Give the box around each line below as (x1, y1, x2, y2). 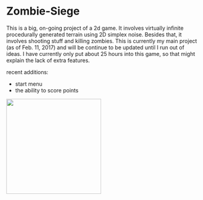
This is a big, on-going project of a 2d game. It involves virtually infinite (6, 24, 184, 32)
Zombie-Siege (6, 4, 80, 18)
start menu (15, 80, 42, 88)
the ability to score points (15, 86, 79, 94)
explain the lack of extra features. (6, 57, 90, 64)
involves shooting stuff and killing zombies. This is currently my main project (6, 37, 198, 44)
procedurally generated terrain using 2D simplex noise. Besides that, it (6, 30, 182, 38)
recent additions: (6, 68, 48, 75)
